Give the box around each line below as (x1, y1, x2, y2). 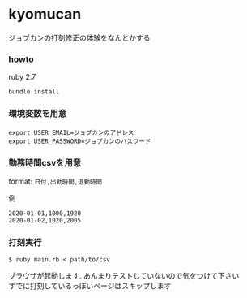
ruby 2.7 (8, 72, 36, 82)
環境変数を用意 (8, 108, 67, 119)
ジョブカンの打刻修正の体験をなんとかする (8, 32, 151, 42)
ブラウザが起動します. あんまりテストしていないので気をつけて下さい (8, 271, 240, 281)
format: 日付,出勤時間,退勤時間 (8, 176, 103, 186)
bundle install (8, 88, 60, 96)
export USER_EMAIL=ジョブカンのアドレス (8, 128, 134, 136)
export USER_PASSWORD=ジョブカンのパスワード (8, 137, 151, 145)
